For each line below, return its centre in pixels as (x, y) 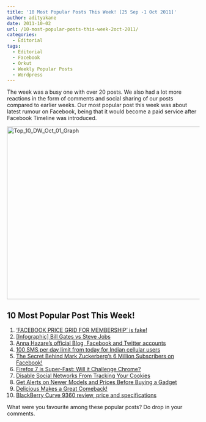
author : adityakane (32, 18)
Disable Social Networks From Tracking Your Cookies (83, 376)
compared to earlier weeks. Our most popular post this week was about (97, 105)
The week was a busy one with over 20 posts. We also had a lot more (94, 92)
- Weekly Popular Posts (42, 69)
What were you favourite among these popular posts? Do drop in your (95, 407)
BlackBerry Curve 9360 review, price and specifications (86, 395)
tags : (14, 47)
